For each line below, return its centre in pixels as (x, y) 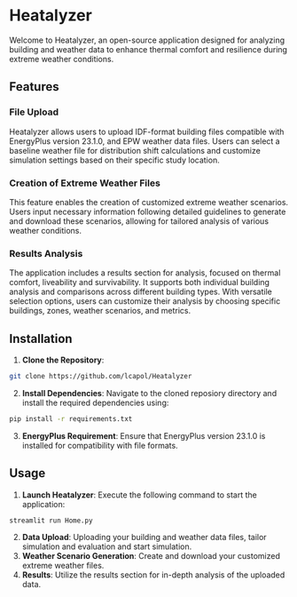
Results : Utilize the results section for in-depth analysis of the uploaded (153, 575)
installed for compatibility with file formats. (100, 445)
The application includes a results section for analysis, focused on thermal (145, 273)
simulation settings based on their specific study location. (114, 160)
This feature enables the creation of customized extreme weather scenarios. (149, 202)
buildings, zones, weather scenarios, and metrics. (100, 311)
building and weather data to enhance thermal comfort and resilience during (148, 49)
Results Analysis (46, 253)
